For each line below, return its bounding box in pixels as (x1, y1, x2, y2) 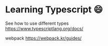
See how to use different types (5, 20, 69, 26)
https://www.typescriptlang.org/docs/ (5, 25, 84, 31)
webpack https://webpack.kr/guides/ (5, 35, 82, 41)
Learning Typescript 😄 (5, 4, 103, 15)
